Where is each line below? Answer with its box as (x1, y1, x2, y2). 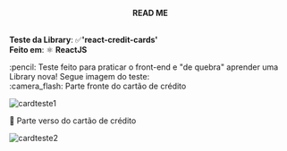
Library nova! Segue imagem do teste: (9, 71, 150, 81)
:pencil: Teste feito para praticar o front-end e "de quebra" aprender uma (9, 62, 279, 72)
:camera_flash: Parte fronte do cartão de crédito (9, 80, 187, 91)
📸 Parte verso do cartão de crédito (9, 115, 137, 126)
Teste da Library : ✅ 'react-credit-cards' (9, 35, 158, 45)
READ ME (132, 8, 168, 18)
